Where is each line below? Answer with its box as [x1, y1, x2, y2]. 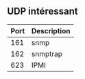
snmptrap [31, 49, 63, 58]
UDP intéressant [7, 6, 78, 17]
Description [31, 26, 71, 35]
